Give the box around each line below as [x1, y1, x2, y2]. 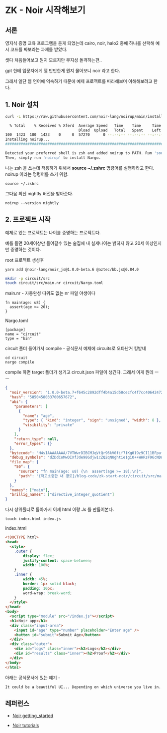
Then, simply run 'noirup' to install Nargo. [5, 155, 101, 160]
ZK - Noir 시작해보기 [5, 4, 86, 16]
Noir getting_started [12, 713, 54, 719]
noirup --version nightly [5, 200, 59, 205]
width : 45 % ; [23, 577, 48, 582]
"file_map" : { [9, 460, 39, 465]
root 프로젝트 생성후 [5, 257, 44, 263]
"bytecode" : [9, 450, 35, 455]
